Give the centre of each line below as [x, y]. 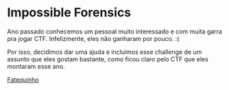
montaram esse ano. [36, 66]
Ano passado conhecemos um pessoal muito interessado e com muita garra [115, 31]
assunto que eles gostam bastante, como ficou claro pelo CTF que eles [108, 59]
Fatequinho [23, 79]
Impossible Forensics [69, 13]
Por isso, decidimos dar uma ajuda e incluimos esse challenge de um [105, 52]
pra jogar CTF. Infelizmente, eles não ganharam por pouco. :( [93, 38]
